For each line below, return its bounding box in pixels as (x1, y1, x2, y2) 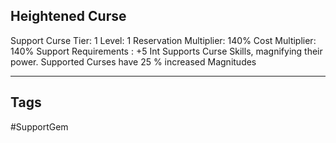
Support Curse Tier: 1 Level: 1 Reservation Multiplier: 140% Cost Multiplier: (10, 34, 317, 46)
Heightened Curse (10, 8, 127, 25)
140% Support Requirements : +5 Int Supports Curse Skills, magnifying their (10, 45, 323, 57)
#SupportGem (10, 120, 69, 133)
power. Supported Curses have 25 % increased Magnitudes (10, 55, 257, 68)
